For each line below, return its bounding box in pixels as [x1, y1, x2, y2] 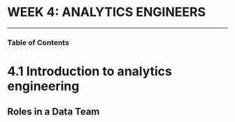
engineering [7, 78, 80, 94]
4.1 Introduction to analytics [7, 63, 173, 79]
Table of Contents [7, 38, 70, 47]
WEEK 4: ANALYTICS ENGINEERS [7, 4, 206, 20]
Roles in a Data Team [7, 106, 100, 118]
